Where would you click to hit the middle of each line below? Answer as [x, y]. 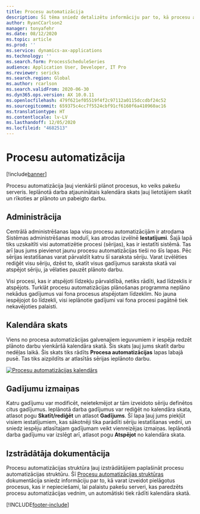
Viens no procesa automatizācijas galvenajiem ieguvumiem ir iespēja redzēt [99, 339]
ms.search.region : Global [38, 78]
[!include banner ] [26, 174]
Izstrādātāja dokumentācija [58, 453]
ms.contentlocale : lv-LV [37, 117]
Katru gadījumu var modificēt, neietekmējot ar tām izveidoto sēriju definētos [99, 403]
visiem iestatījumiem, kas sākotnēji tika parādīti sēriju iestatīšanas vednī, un [99, 422]
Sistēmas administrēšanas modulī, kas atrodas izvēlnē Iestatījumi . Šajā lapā [99, 238]
